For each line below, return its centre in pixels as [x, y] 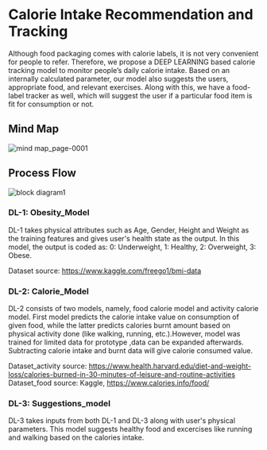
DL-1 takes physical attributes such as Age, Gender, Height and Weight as [129, 230]
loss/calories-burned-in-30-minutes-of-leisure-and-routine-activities [122, 375]
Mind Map [34, 129]
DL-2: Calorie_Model [49, 291]
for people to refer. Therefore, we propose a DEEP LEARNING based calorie [132, 62]
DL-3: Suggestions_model [60, 404]
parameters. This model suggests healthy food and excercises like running [130, 429]
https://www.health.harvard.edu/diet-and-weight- [170, 366]
